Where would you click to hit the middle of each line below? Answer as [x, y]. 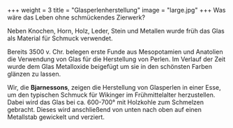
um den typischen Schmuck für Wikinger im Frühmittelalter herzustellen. [111, 95]
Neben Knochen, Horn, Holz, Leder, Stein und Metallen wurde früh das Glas [116, 31]
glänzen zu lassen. [34, 74]
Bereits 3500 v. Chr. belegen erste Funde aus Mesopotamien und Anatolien [115, 52]
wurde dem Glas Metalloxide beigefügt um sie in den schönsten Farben [110, 66]
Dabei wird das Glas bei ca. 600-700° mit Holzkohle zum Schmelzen [106, 102]
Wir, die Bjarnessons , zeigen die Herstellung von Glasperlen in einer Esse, [114, 87]
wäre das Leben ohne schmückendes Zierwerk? [76, 17]
